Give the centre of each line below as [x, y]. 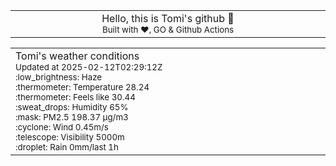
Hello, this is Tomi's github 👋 [168, 18]
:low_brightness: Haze [59, 77]
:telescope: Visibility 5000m [70, 137]
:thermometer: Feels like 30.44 [75, 97]
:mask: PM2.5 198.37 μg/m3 [72, 117]
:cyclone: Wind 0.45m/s [62, 127]
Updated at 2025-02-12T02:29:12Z [89, 67]
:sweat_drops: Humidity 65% [72, 107]
